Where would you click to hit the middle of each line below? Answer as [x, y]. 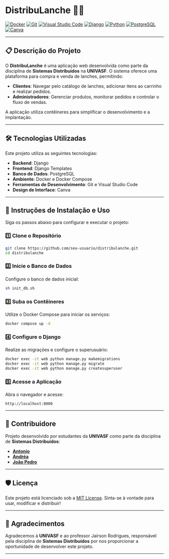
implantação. [19, 117]
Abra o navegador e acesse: [34, 394]
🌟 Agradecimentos [35, 524]
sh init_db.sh [20, 288]
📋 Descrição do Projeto [43, 51]
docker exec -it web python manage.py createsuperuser [64, 368]
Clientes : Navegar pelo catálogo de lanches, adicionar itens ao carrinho [87, 86]
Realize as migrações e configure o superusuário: [57, 350]
